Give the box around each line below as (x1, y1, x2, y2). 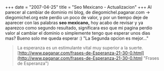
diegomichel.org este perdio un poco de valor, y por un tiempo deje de (5, 15, 148, 20)
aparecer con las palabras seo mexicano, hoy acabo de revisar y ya (5, 20, 144, 25)
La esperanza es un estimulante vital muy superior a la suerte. (17, 45, 144, 50)
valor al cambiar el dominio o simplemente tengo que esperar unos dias (5, 30, 150, 36)
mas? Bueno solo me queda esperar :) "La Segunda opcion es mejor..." (5, 35, 149, 41)
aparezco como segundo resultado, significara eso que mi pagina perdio (5, 25, 153, 31)
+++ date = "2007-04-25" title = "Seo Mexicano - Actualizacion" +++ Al (5, 4, 152, 10)
